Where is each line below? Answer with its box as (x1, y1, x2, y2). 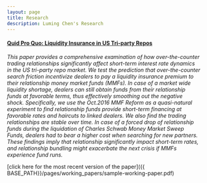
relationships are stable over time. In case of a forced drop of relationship (7, 118, 194, 126)
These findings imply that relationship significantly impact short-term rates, (7, 138, 199, 145)
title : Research (7, 15, 49, 21)
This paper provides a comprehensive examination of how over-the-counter (7, 53, 200, 60)
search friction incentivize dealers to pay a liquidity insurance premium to (7, 72, 194, 80)
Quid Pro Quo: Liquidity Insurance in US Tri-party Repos (7, 39, 153, 47)
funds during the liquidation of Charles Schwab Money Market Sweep (7, 125, 184, 132)
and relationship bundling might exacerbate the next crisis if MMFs (7, 144, 177, 152)
